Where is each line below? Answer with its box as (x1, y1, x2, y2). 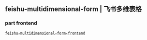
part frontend (5, 20, 37, 27)
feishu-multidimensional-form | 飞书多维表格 (5, 5, 142, 13)
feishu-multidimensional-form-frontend (5, 31, 86, 36)
